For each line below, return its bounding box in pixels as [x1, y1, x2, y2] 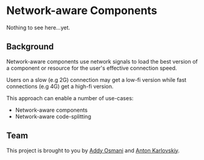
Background [6, 42, 54, 52]
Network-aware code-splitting [15, 112, 92, 120]
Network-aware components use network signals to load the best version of [6, 57, 199, 65]
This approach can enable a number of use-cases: [6, 94, 134, 101]
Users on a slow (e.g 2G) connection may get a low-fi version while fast [6, 76, 187, 83]
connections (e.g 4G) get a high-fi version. [6, 82, 114, 90]
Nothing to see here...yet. [6, 24, 70, 31]
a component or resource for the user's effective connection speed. [6, 64, 177, 71]
